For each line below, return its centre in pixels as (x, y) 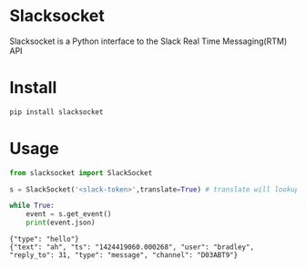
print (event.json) (61, 223)
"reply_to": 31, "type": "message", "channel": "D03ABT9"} (124, 255)
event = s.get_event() (69, 214)
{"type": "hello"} (44, 239)
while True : (32, 206)
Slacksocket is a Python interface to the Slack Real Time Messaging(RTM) (148, 41)
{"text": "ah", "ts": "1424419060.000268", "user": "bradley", (132, 247)
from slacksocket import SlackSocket (81, 173)
